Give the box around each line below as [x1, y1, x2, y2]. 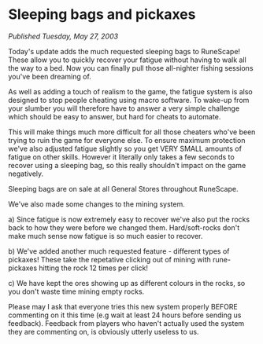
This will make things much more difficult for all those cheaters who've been [8, 127, 256, 137]
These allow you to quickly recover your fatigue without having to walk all [8, 55, 246, 64]
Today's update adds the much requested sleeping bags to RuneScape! [8, 46, 241, 56]
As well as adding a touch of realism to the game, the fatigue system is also [8, 86, 254, 96]
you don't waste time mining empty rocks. [8, 287, 145, 296]
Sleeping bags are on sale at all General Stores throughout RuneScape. [8, 184, 239, 193]
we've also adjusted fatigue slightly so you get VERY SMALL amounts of [8, 144, 243, 153]
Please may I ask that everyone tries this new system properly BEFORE [8, 302, 238, 311]
